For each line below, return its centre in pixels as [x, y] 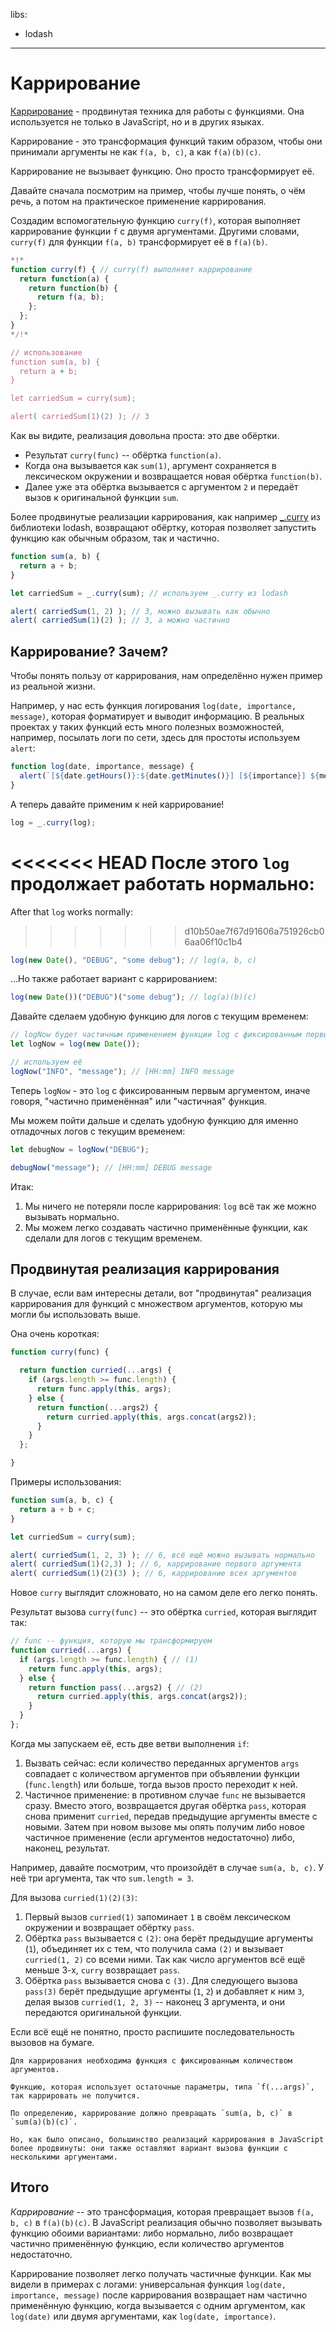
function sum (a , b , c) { [62, 1500]
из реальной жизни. [53, 686]
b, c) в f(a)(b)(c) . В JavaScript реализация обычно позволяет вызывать [166, 2222]
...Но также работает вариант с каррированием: [114, 979]
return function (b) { [73, 288]
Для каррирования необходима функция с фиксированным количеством [151, 2060]
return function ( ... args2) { [97, 1407]
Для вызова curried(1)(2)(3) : [74, 1897]
